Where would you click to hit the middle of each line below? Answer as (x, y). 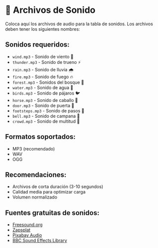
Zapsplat (21, 230)
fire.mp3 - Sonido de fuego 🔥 (43, 77)
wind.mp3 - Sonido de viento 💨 (43, 56)
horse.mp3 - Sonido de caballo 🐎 (45, 100)
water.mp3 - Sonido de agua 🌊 (43, 87)
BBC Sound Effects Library (39, 241)
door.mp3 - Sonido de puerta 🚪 (43, 105)
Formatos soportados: (40, 137)
